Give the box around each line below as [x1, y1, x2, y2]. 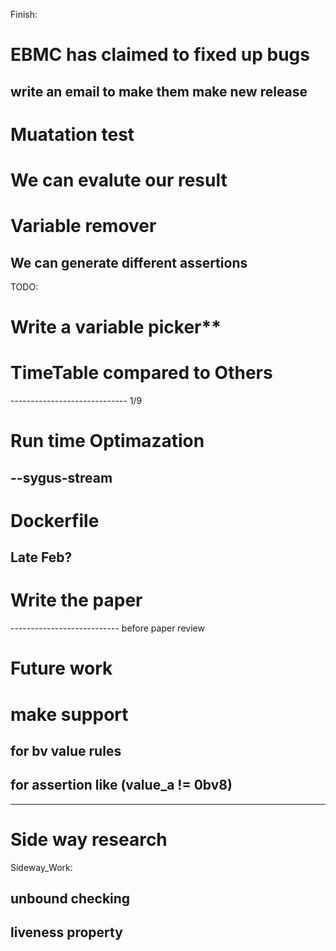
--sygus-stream [10, 469, 113, 486]
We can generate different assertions [10, 254, 248, 271]
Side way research [10, 828, 168, 851]
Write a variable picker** [10, 316, 222, 339]
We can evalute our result [10, 169, 228, 191]
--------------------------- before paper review [10, 622, 205, 634]
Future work [10, 657, 113, 680]
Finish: [10, 9, 38, 20]
